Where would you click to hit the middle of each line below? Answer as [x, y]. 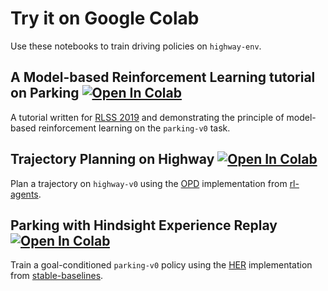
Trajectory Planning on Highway [112, 159]
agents [24, 194]
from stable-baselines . [57, 276]
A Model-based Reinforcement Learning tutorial [163, 77]
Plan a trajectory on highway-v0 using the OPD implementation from [149, 183]
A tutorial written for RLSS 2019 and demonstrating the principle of [147, 117]
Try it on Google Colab [105, 18]
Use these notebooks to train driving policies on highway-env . [136, 46]
